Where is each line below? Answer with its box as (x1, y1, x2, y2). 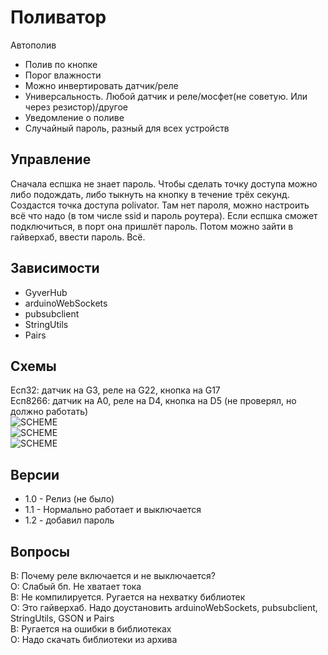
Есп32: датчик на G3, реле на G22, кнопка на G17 (10, 384, 221, 396)
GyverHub (24, 286, 68, 298)
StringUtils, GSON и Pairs (10, 612, 115, 624)
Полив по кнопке (24, 58, 98, 70)
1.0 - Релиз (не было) (24, 493, 115, 505)
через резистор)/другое (24, 101, 128, 113)
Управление (10, 151, 92, 168)
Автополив (10, 39, 57, 51)
